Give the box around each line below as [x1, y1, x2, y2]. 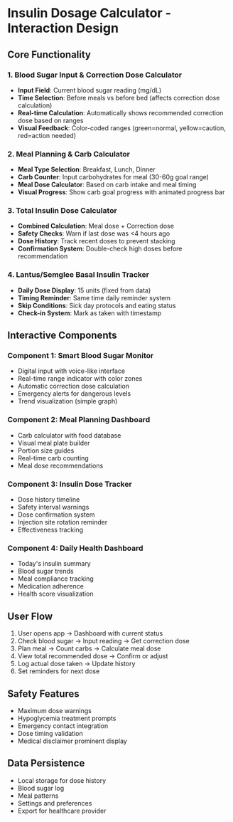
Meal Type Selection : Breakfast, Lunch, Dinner [17, 165, 156, 174]
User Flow [7, 610, 53, 622]
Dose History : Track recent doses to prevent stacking [17, 237, 175, 246]
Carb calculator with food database [17, 431, 121, 439]
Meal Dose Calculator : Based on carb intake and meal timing [17, 180, 197, 189]
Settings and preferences [17, 799, 92, 807]
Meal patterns [17, 791, 59, 800]
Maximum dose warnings [17, 706, 92, 715]
